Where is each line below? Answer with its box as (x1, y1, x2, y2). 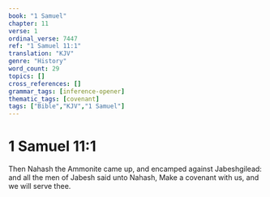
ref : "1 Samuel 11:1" (8, 42, 82, 50)
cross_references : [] (8, 79, 82, 88)
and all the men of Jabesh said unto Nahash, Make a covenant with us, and (8, 173, 259, 182)
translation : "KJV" (8, 49, 75, 58)
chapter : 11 (8, 19, 49, 28)
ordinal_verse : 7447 (8, 34, 79, 43)
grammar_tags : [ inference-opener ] (8, 87, 126, 96)
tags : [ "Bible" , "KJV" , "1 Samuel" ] (8, 102, 126, 110)
